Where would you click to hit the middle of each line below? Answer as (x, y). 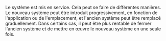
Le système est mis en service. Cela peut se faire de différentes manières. (83, 7)
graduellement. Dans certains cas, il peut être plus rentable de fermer (78, 23)
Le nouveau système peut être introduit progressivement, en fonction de (81, 13)
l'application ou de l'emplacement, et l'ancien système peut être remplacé (83, 18)
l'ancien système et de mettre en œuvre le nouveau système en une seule (83, 29)
